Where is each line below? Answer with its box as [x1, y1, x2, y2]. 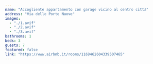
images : [5, 16, 21, 21]
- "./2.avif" [9, 25, 36, 30]
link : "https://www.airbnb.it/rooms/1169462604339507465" [5, 51, 125, 57]
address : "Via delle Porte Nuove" [5, 12, 75, 16]
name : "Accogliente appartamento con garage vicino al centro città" [5, 7, 149, 12]
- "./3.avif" [9, 29, 36, 34]
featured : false [5, 47, 38, 52]
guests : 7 [5, 43, 25, 48]
